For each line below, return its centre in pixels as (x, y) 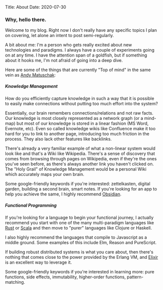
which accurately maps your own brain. (45, 174)
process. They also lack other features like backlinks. (59, 139)
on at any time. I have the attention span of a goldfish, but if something (76, 55)
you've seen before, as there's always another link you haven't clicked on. (80, 164)
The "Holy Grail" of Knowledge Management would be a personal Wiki (76, 169)
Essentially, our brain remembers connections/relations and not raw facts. (79, 113)
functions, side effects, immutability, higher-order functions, (65, 277)
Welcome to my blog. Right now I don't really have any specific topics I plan (81, 30)
